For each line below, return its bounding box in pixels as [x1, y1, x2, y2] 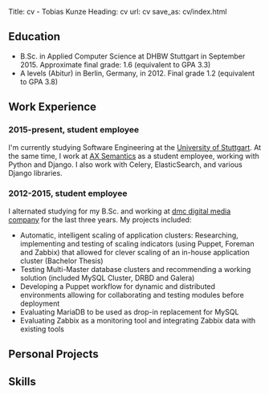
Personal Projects [8, 347, 99, 361]
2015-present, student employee [8, 124, 140, 136]
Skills [8, 375, 36, 388]
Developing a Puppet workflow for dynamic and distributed [19, 281, 215, 291]
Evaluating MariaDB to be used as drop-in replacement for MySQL [19, 307, 239, 316]
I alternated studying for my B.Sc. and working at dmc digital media [8, 206, 231, 216]
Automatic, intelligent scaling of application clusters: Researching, [19, 230, 238, 240]
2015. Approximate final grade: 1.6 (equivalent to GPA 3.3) [19, 59, 211, 69]
